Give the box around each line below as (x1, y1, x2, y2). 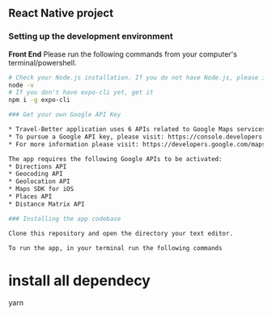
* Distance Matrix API (8, 200, 85, 208)
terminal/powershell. (8, 57, 77, 67)
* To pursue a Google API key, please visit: (8, 133, 164, 141)
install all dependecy (8, 271, 151, 290)
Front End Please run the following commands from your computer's (8, 49, 237, 59)
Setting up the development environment (8, 31, 174, 42)
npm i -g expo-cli (8, 96, 70, 104)
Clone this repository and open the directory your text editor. (8, 229, 233, 237)
